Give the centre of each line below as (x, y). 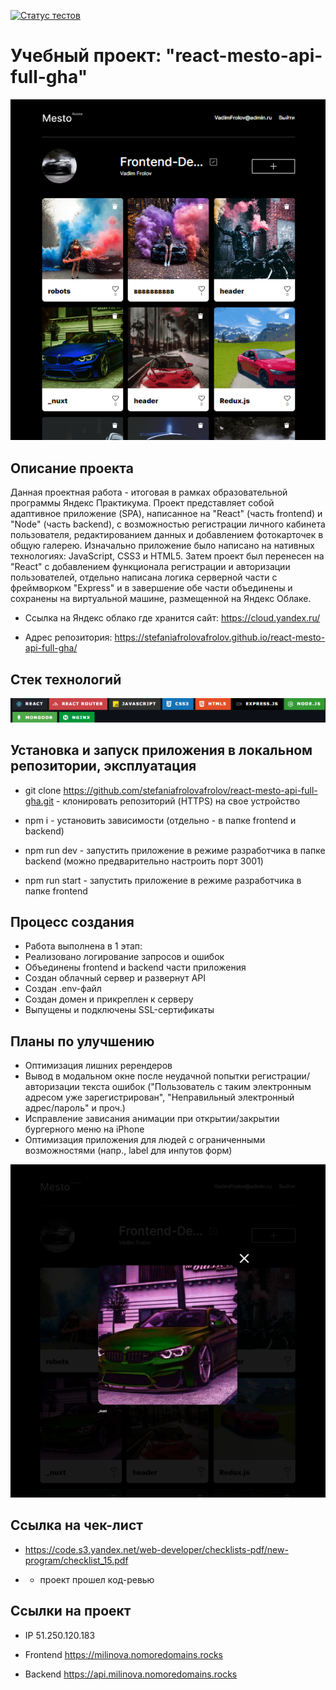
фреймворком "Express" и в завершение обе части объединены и (151, 588)
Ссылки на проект (71, 1611)
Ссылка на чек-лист (76, 1525)
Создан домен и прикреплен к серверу (109, 999)
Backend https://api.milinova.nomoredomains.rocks (131, 1674)
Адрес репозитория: (68, 637)
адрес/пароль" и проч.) (75, 1108)
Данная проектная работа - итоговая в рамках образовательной (149, 492)
